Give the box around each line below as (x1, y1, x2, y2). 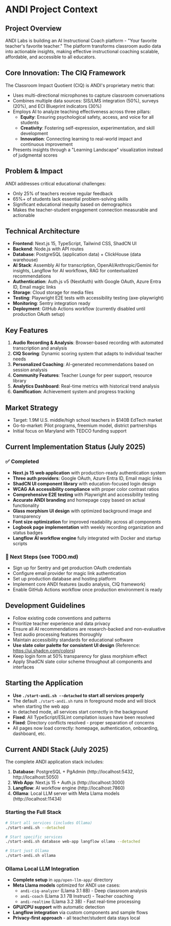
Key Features (5, 326, 48, 335)
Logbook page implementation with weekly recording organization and (12, 524, 163, 530)
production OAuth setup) (12, 311, 65, 317)
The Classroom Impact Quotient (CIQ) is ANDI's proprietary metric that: (5, 82, 155, 88)
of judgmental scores (12, 152, 58, 158)
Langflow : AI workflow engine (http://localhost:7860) (12, 785, 125, 791)
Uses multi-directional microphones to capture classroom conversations (12, 92, 165, 98)
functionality (12, 502, 39, 508)
